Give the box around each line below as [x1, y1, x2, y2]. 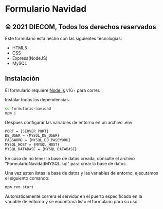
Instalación [5, 74, 40, 83]
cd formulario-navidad [5, 106, 51, 111]
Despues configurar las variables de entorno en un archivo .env [5, 119, 133, 125]
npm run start [5, 184, 34, 190]
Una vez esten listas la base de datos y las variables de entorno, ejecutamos [5, 170, 159, 176]
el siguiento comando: [5, 175, 50, 181]
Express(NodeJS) [12, 55, 48, 61]
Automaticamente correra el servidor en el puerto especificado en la [5, 193, 143, 199]
